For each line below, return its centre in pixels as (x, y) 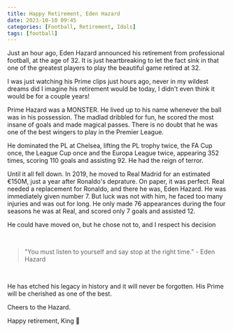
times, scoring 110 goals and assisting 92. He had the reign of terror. (105, 161)
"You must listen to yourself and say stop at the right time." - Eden (120, 252)
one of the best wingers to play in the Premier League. (86, 132)
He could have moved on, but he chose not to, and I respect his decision (112, 225)
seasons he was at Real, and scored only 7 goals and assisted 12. (101, 211)
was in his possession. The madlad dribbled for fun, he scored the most (111, 117)
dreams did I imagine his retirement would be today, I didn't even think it (111, 89)
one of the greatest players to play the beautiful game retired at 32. (104, 68)
